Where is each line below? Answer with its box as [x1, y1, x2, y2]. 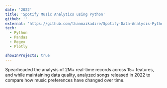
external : [5, 21, 26, 26]
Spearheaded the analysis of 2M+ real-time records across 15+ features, [5, 66, 154, 72]
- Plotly [9, 44, 28, 49]
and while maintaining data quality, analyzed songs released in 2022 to [5, 72, 151, 78]
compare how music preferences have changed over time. [5, 77, 125, 83]
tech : [5, 26, 16, 31]
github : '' [5, 16, 28, 21]
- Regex [9, 40, 26, 44]
